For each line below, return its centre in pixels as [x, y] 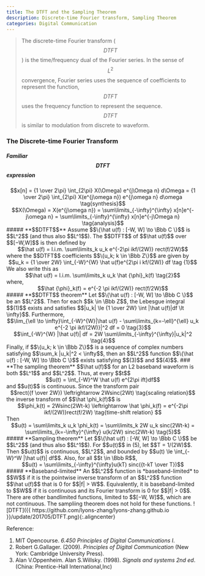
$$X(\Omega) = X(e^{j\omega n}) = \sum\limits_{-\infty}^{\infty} [92, 210]
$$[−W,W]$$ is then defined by [46, 243]
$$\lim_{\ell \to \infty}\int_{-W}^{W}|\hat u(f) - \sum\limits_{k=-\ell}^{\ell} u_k [103, 321]
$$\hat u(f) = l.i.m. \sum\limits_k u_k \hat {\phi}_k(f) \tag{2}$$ [103, 275]
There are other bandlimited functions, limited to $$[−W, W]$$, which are [99, 497]
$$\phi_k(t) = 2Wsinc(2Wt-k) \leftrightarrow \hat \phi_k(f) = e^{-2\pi [103, 405]
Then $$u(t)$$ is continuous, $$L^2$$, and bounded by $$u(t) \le [90, 451]
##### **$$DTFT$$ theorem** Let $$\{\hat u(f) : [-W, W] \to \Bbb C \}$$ [100, 295]
